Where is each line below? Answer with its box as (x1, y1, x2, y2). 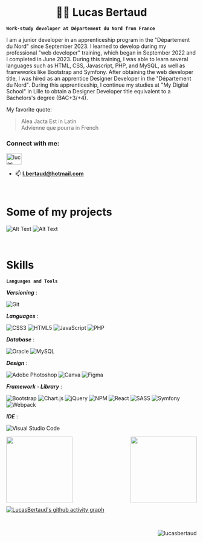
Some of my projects (6, 206, 112, 219)
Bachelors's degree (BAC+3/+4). (6, 94, 88, 101)
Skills (6, 258, 34, 272)
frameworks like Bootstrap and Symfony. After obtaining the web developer (6, 68, 194, 75)
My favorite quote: (6, 105, 53, 113)
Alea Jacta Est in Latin (21, 118, 77, 125)
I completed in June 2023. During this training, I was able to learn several (6, 55, 188, 62)
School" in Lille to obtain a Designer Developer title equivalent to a (6, 87, 171, 95)
